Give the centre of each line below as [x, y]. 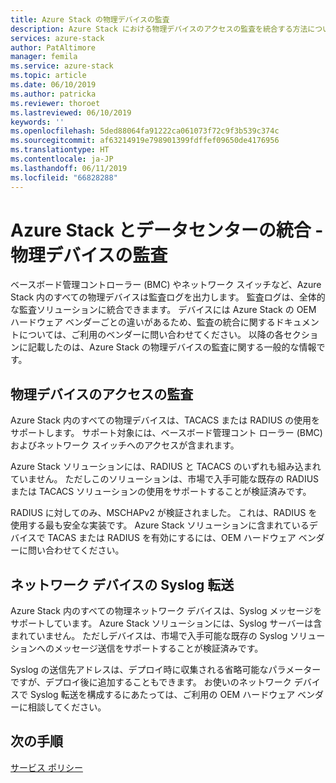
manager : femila [44, 57]
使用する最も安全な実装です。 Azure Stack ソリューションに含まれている [160, 525]
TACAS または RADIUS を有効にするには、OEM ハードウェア [172, 538]
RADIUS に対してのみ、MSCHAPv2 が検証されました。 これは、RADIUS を [164, 513]
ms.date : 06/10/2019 [53, 85]
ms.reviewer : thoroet [55, 103]
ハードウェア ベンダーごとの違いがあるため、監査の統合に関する [143, 322]
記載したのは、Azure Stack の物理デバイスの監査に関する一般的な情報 [172, 347]
